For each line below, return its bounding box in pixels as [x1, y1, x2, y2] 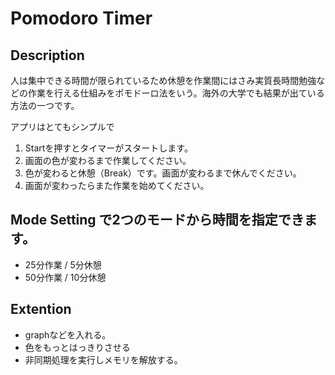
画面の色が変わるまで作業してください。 [24, 155, 192, 166]
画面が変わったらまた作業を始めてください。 [24, 180, 210, 191]
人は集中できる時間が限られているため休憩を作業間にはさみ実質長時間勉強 [10, 75, 317, 86]
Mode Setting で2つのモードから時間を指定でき [10, 212, 305, 229]
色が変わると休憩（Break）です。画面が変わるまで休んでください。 [24, 167, 302, 179]
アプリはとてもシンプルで [10, 121, 115, 132]
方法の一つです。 [10, 100, 80, 111]
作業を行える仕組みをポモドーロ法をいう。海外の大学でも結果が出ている [27, 87, 325, 99]
